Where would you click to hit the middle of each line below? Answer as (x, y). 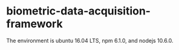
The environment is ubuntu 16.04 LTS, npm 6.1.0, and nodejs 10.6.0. (90, 40)
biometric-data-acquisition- (79, 11)
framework (34, 24)
